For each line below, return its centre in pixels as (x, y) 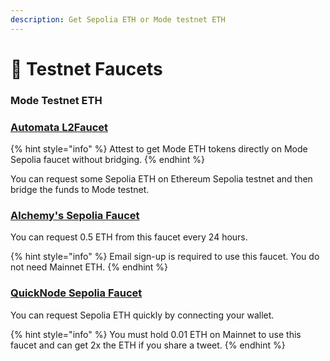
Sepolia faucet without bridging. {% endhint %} (107, 160)
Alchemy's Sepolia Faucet (75, 215)
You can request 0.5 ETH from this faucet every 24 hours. (129, 237)
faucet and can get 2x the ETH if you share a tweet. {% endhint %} (148, 345)
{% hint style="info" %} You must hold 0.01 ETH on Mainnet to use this (156, 334)
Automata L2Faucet (59, 127)
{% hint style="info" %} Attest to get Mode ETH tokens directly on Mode (159, 149)
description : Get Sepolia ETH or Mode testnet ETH (118, 19)
